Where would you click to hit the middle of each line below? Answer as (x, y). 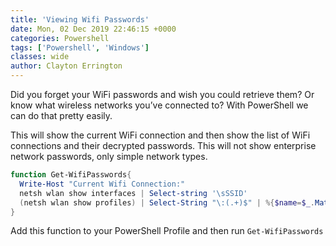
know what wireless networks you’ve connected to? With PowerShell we (159, 105)
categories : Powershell (60, 38)
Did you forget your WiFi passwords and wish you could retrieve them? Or (162, 94)
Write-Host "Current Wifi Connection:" (102, 184)
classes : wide (40, 57)
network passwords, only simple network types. (109, 156)
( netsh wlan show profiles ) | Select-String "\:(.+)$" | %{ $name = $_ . (167, 202)
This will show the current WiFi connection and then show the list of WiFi (160, 135)
